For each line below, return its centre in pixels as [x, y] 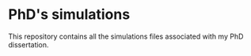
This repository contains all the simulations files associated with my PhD [126, 36]
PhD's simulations [69, 15]
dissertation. [29, 44]
